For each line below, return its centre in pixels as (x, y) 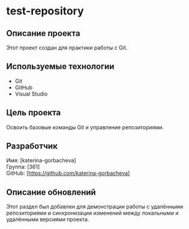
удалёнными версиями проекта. (48, 219)
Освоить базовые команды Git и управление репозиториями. (85, 127)
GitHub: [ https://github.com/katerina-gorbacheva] (68, 173)
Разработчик (32, 146)
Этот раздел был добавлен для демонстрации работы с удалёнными (95, 207)
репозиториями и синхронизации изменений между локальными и (92, 213)
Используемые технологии (60, 66)
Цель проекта (34, 113)
